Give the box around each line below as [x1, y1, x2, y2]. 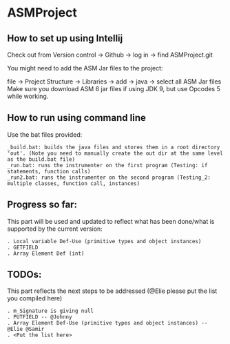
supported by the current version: [7, 224, 103, 233]
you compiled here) [7, 294, 63, 303]
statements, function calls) [7, 168, 91, 175]
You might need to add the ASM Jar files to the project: [7, 64, 163, 72]
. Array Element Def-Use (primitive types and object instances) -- [7, 320, 208, 327]
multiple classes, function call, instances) [7, 180, 140, 187]
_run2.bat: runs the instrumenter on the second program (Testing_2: [7, 174, 211, 181]
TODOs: [7, 269, 42, 280]
